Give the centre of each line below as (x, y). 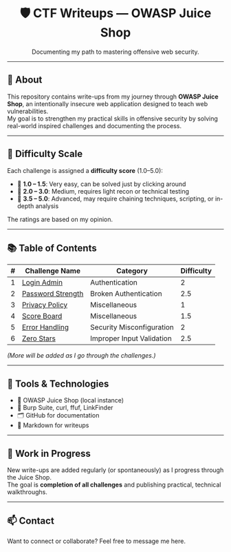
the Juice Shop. (29, 477)
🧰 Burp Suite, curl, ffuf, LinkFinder (65, 408)
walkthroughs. (27, 492)
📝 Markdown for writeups (53, 425)
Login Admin (42, 283)
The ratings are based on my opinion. (60, 219)
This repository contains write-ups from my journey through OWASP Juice (113, 96)
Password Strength (53, 294)
